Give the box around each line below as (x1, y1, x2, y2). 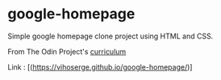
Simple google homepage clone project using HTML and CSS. (7, 31, 214, 41)
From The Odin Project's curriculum (7, 46, 127, 56)
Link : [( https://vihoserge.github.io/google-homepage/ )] (7, 62, 193, 72)
